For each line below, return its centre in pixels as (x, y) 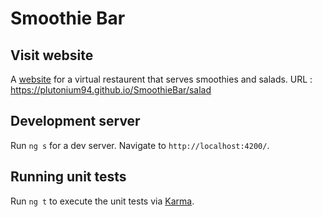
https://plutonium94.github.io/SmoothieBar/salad (111, 90)
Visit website (52, 55)
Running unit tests (68, 177)
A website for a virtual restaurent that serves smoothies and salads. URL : (161, 79)
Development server (75, 121)
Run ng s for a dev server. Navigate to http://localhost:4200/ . (140, 145)
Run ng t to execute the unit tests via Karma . (102, 201)
